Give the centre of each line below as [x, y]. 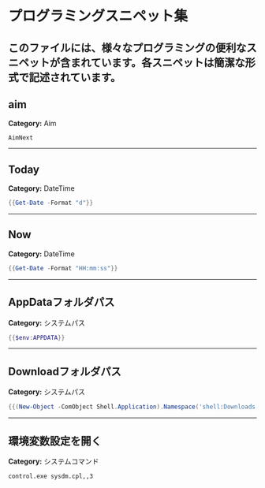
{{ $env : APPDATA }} [37, 337]
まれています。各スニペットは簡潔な [158, 63]
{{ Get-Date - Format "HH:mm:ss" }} [63, 268]
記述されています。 [75, 77]
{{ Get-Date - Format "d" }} [50, 203]
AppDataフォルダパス [62, 302]
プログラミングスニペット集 [98, 16]
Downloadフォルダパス [65, 371]
